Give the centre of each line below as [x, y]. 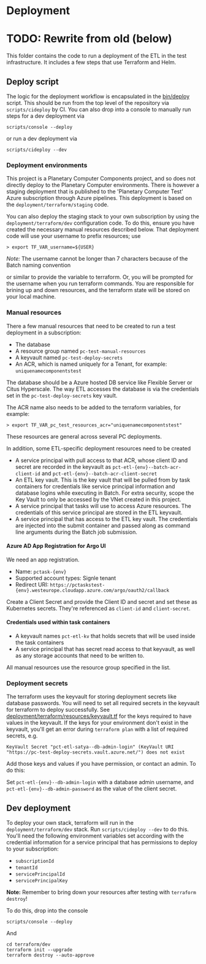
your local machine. [31, 297]
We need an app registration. [43, 560]
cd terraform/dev [29, 945]
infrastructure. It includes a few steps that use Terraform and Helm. [91, 63]
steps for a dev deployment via [45, 116]
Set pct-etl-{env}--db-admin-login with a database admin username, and [100, 782]
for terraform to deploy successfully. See [58, 710]
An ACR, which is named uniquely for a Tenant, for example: [91, 364]
